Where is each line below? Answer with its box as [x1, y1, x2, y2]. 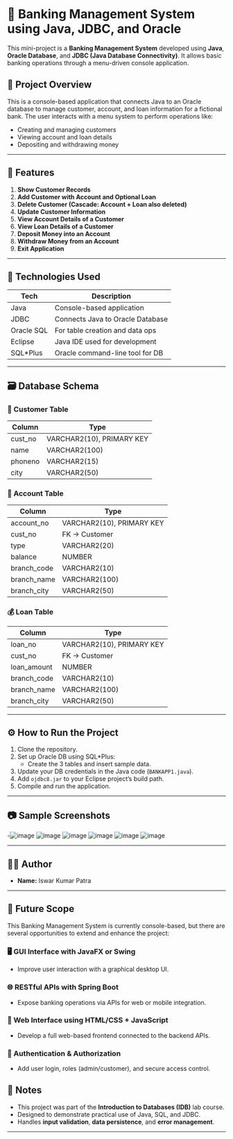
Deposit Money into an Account [17, 229, 111, 238]
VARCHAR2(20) [62, 541, 114, 550]
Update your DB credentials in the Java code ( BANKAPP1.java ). [17, 767, 194, 776]
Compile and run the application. [17, 782, 111, 791]
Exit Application [17, 244, 64, 253]
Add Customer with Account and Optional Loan [17, 192, 157, 201]
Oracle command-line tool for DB [54, 348, 164, 358]
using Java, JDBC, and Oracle [7, 21, 182, 37]
